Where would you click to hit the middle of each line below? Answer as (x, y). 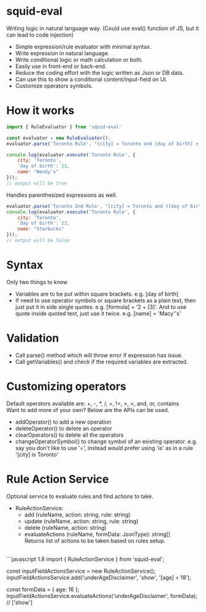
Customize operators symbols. (54, 86)
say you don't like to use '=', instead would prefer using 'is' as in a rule (104, 448)
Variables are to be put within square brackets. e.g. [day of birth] (97, 294)
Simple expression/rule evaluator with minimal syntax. (83, 47)
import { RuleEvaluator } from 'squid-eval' (64, 127)
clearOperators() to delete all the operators (69, 435)
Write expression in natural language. (62, 53)
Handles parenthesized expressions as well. (62, 195)
